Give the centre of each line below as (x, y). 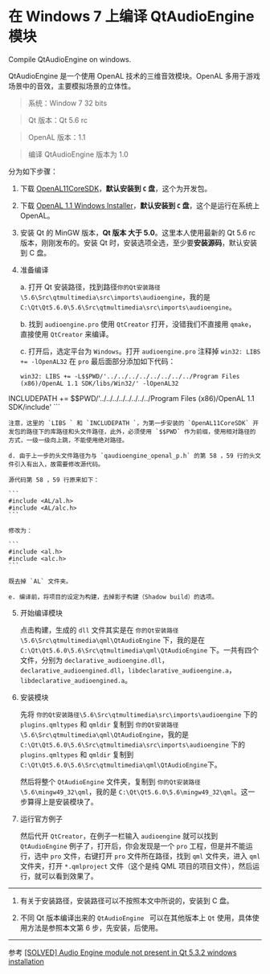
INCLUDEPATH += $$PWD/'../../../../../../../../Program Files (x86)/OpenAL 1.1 (131, 398)
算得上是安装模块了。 (62, 801)
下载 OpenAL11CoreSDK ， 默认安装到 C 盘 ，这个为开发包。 (115, 188)
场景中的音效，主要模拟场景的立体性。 (72, 86)
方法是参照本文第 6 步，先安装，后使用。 (95, 927)
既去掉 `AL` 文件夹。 (40, 581)
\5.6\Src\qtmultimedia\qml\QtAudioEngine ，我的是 (104, 734)
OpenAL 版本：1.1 (57, 137)
